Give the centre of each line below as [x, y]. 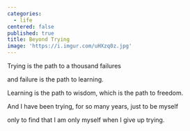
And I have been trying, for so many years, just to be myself [93, 106]
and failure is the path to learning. [56, 79]
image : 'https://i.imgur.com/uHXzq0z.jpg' [70, 46]
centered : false [31, 26]
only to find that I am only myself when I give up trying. [86, 120]
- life [23, 20]
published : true [31, 33]
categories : [24, 14]
